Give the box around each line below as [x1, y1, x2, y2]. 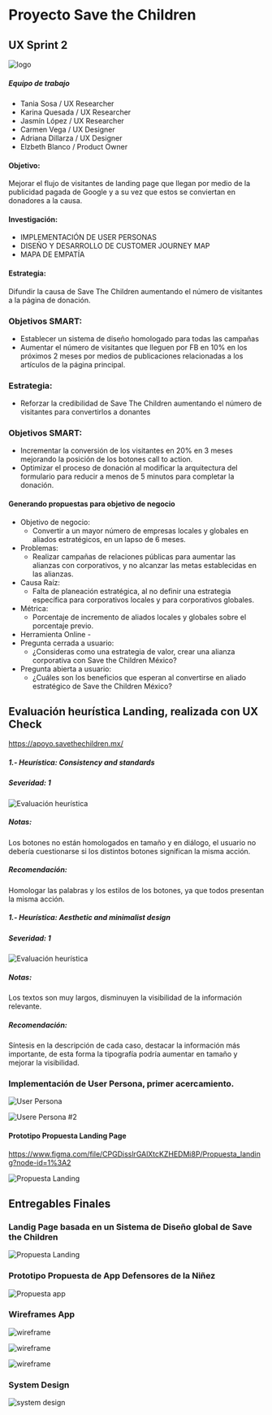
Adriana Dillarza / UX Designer [19, 132, 123, 143]
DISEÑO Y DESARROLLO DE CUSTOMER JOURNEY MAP [19, 241, 210, 251]
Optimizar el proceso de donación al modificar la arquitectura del [19, 463, 238, 473]
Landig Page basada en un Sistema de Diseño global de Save [8, 1221, 253, 1232]
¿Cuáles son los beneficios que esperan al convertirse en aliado [32, 672, 246, 682]
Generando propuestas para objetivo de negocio [8, 499, 176, 509]
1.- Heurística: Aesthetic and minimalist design [8, 913, 171, 922]
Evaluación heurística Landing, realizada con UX [8, 705, 258, 718]
